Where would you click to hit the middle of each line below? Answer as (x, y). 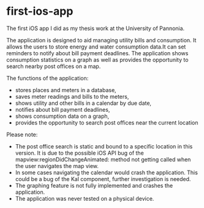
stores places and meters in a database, (66, 90)
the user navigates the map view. (57, 166)
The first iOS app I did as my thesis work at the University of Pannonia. (96, 28)
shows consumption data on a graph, (62, 116)
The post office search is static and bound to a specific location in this (104, 146)
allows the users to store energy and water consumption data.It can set (96, 47)
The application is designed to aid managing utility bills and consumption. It (101, 40)
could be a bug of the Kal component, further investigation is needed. (103, 179)
